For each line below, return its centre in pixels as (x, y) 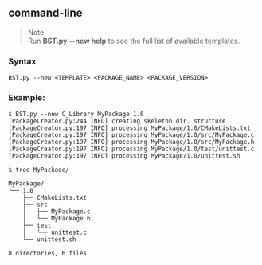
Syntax (22, 61)
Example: (27, 98)
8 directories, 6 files (48, 254)
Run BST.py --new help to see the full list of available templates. (134, 41)
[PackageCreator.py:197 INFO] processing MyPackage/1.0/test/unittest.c (131, 149)
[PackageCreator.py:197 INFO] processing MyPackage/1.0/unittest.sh (124, 156)
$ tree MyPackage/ (39, 170)
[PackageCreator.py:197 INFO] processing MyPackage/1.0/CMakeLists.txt (129, 128)
